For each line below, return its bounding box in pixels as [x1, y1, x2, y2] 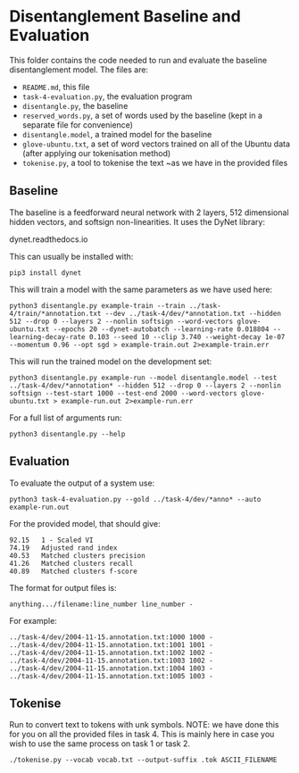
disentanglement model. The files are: [9, 64, 149, 75]
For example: [9, 615, 58, 626]
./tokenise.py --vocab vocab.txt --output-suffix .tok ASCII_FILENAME [9, 756, 278, 765]
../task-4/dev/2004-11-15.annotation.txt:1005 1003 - [9, 671, 214, 680]
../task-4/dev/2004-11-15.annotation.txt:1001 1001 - [9, 640, 214, 649]
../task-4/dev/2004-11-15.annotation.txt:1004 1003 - [9, 663, 214, 673]
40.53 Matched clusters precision [9, 551, 145, 560]
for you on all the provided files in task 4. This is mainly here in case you [9, 729, 275, 740]
